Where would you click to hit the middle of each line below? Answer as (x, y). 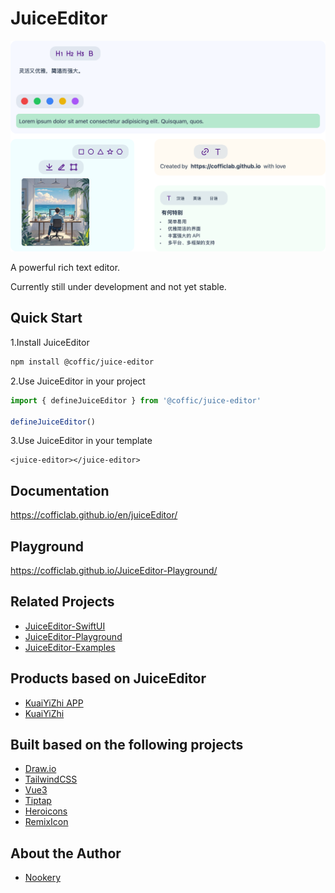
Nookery (43, 878)
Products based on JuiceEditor (108, 678)
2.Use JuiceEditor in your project (78, 381)
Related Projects (62, 602)
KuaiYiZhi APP (54, 703)
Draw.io (40, 769)
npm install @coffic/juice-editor (82, 362)
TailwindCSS (51, 779)
